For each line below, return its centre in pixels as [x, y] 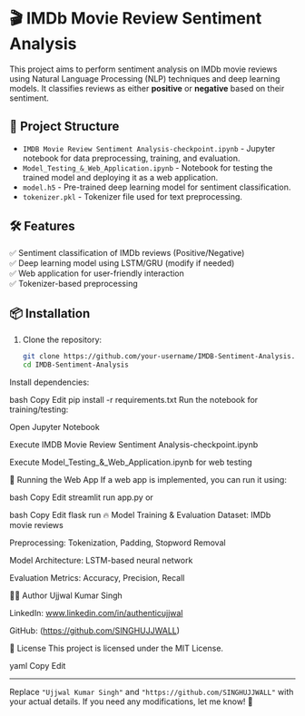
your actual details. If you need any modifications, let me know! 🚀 [132, 701]
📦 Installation [50, 314]
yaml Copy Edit [38, 666]
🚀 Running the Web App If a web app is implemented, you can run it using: [148, 480]
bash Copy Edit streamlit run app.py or [82, 497]
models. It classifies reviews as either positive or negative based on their [147, 88]
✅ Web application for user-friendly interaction [97, 273]
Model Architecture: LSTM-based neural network [101, 561]
